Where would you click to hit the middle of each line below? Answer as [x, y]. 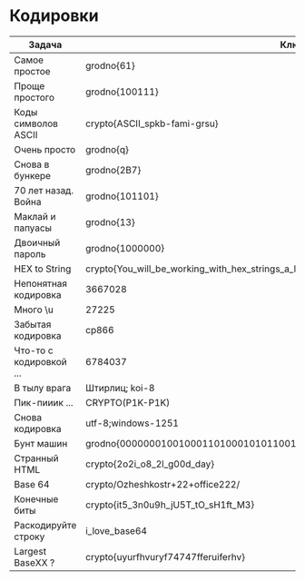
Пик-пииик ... [44, 402]
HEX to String [43, 269]
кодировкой [40, 361]
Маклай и [35, 216]
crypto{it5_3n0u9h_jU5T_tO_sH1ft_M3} [170, 505]
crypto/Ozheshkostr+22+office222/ [162, 484]
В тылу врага [43, 388]
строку [30, 537]
